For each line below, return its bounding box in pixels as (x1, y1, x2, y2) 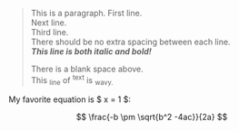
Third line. (30, 27, 69, 37)
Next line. (30, 17, 67, 28)
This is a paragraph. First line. (30, 8, 143, 18)
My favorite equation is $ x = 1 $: (8, 94, 131, 105)
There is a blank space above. (30, 63, 144, 74)
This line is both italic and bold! (30, 46, 152, 57)
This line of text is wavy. (30, 73, 114, 88)
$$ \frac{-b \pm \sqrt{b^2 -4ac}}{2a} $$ (75, 112, 228, 123)
